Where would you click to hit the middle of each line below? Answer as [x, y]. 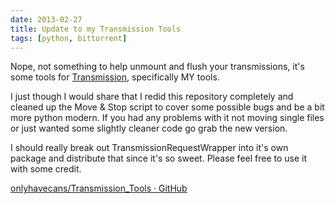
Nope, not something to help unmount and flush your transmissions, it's [157, 67]
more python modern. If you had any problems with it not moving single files [167, 118]
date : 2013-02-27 [46, 19]
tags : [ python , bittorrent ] [69, 38]
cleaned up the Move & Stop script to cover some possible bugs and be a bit [167, 107]
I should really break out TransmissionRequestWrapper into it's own [149, 148]
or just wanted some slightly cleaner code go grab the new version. [149, 128]
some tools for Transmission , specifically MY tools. [115, 77]
